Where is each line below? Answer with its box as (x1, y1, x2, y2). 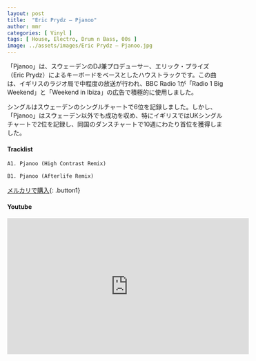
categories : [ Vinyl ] (7, 29, 72, 37)
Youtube (7, 202, 32, 211)
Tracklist (7, 145, 33, 153)
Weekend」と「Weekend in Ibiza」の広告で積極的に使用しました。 (7, 88, 198, 96)
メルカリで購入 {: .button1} (7, 186, 81, 194)
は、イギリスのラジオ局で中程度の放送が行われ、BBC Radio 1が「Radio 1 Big (7, 80, 224, 87)
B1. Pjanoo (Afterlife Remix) (7, 173, 95, 180)
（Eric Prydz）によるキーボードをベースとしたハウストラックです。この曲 (7, 71, 217, 79)
